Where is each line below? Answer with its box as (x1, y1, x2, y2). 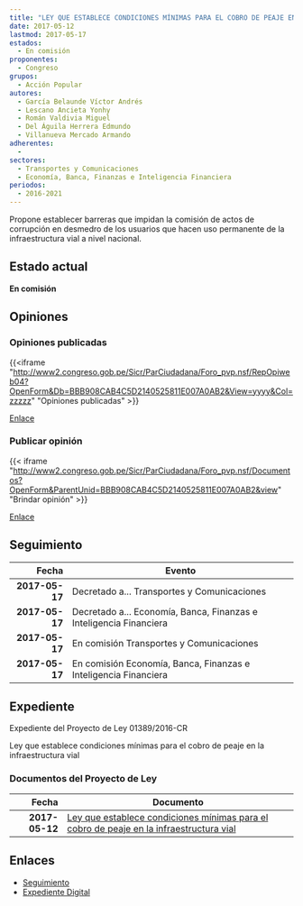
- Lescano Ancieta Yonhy (17, 105, 111, 114)
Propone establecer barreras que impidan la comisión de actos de (9, 214, 255, 224)
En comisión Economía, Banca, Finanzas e (71, 657, 251, 670)
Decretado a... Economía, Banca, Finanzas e (71, 605, 259, 618)
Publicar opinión (9, 435, 83, 447)
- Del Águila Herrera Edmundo (17, 123, 131, 132)
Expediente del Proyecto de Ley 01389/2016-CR (9, 723, 188, 734)
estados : (9, 38, 42, 48)
